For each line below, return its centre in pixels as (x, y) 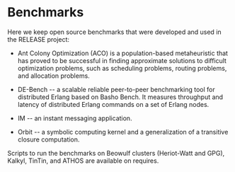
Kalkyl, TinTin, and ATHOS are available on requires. (83, 161)
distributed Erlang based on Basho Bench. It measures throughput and (120, 97)
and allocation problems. (53, 76)
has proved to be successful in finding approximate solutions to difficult (122, 60)
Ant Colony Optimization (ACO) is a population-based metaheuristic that (123, 53)
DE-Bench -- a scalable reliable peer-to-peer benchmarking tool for (116, 89)
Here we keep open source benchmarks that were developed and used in (114, 32)
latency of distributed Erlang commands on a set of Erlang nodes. (113, 104)
